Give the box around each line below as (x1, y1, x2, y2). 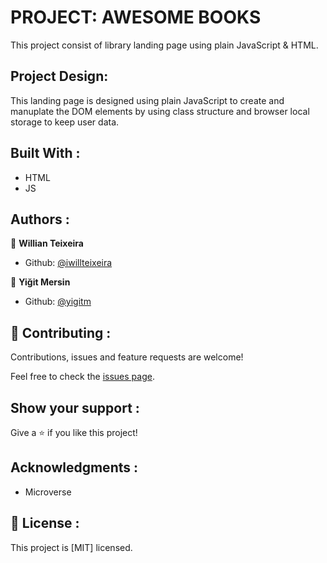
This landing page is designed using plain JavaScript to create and (10, 94, 285, 106)
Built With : (10, 145, 81, 162)
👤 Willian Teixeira (10, 237, 84, 250)
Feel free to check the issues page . (10, 371, 155, 383)
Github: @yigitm (24, 296, 92, 308)
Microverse (24, 486, 72, 498)
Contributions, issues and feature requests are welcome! (10, 351, 244, 363)
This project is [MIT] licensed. (10, 541, 133, 553)
